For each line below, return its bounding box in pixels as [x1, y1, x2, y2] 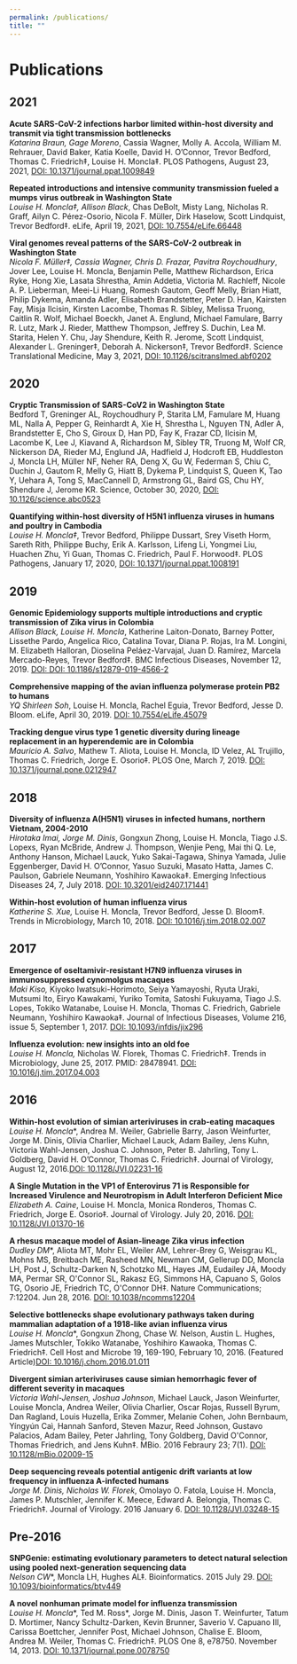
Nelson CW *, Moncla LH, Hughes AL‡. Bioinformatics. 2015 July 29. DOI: [9, 1572, 273, 1582]
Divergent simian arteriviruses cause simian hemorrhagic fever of [9, 1373, 257, 1384]
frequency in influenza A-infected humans [9, 1475, 169, 1486]
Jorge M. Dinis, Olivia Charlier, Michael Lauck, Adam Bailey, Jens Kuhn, [9, 1134, 270, 1145]
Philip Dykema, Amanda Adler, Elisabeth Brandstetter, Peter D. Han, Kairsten [9, 294, 286, 304]
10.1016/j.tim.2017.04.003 [9, 1066, 100, 1078]
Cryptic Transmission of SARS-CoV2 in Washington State [9, 400, 225, 411]
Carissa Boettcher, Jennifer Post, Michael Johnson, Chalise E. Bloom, [9, 1627, 262, 1637]
